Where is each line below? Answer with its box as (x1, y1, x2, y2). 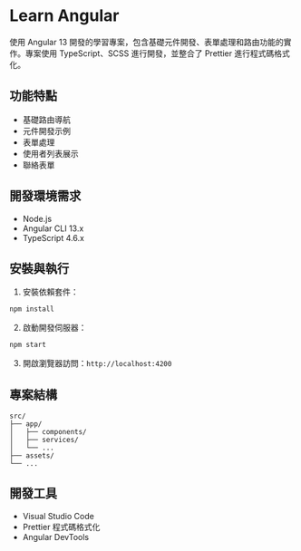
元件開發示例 (22, 125, 71, 136)
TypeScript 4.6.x (22, 232, 84, 243)
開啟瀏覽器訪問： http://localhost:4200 (22, 358, 172, 369)
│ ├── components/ (9, 427, 88, 436)
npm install (9, 304, 54, 314)
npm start (9, 341, 47, 350)
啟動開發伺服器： (22, 323, 87, 333)
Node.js (22, 213, 53, 224)
